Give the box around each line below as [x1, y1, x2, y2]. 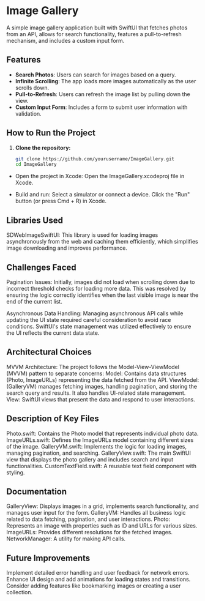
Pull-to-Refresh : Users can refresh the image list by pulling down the [15, 90, 191, 98]
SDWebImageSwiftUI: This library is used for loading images [6, 231, 158, 239]
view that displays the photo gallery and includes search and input [6, 455, 174, 463]
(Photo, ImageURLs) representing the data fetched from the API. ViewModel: [6, 376, 199, 383]
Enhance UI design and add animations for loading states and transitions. [6, 576, 191, 583]
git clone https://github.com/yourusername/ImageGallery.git [15, 155, 175, 162]
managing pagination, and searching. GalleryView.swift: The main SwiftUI [6, 449, 191, 457]
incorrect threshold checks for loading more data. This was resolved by [6, 285, 187, 292]
